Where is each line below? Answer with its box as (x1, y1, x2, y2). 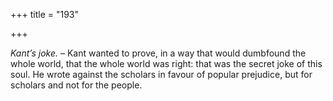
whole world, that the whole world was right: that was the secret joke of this (10, 58, 323, 69)
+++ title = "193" (10, 9, 80, 20)
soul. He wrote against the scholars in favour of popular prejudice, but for (10, 69, 313, 80)
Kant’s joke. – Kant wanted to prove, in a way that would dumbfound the (10, 47, 307, 59)
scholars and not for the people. (10, 79, 143, 91)
